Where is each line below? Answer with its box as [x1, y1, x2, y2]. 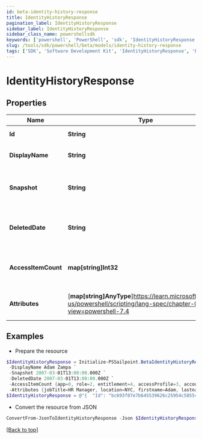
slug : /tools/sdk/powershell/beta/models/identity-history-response [6, 43, 182, 49]
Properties [6, 98, 47, 109]
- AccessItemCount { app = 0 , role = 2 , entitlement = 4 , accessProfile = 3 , [8, 381, 182, 388]
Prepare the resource [14, 347, 68, 355]
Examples [6, 331, 44, 341]
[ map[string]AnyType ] [67, 292, 134, 300]
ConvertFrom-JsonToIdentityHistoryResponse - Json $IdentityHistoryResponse [6, 415, 200, 421]
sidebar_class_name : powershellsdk [6, 31, 96, 37]
